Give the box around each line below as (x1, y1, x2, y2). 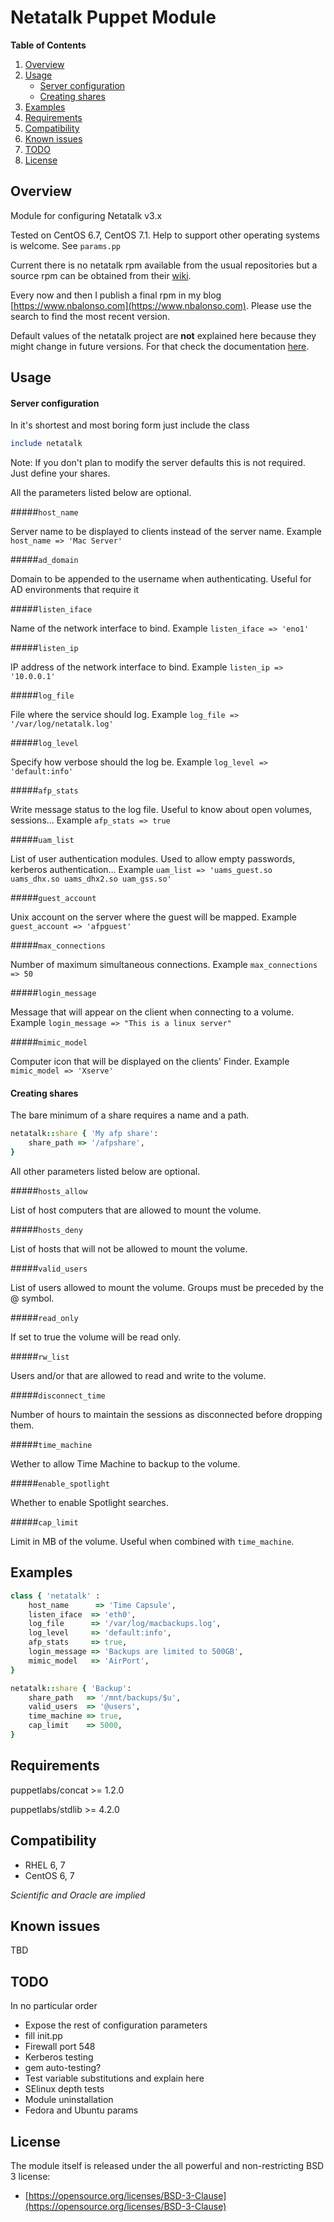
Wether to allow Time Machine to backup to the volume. (10, 1458, 241, 1470)
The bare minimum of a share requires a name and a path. (10, 1109, 250, 1121)
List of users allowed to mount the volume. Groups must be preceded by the (10, 1282, 324, 1294)
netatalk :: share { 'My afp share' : (10, 1129, 159, 1139)
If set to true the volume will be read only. (10, 1331, 182, 1343)
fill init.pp (24, 2030, 63, 2042)
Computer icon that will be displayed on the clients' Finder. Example (10, 1056, 290, 1068)
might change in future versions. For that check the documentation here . (10, 340, 310, 352)
